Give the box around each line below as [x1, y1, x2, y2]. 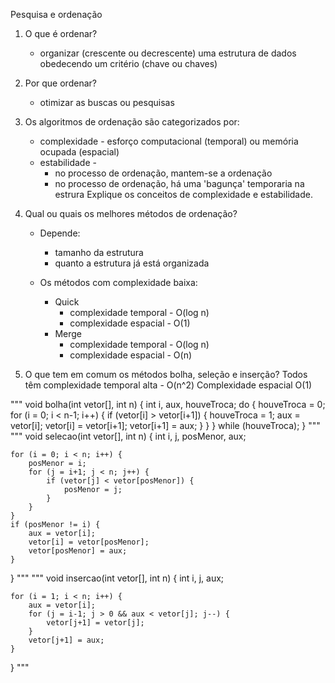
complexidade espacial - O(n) [69, 349, 193, 361]
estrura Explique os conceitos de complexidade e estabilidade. [54, 189, 313, 200]
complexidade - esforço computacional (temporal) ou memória [39, 135, 299, 147]
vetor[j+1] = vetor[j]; [46, 618, 145, 628]
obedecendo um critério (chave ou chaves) [39, 58, 218, 69]
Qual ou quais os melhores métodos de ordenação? [24, 208, 238, 219]
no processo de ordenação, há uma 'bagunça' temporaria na [54, 178, 305, 189]
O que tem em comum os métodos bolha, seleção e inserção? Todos [24, 369, 308, 380]
